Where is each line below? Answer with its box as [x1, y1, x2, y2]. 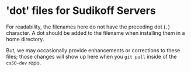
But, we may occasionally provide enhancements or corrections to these [6, 46, 180, 53]
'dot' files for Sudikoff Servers [6, 4, 156, 17]
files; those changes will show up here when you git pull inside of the [6, 53, 177, 60]
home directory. [6, 35, 44, 42]
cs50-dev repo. [6, 59, 41, 66]
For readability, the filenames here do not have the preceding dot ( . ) [6, 23, 171, 30]
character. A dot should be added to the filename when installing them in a [6, 29, 185, 36]
